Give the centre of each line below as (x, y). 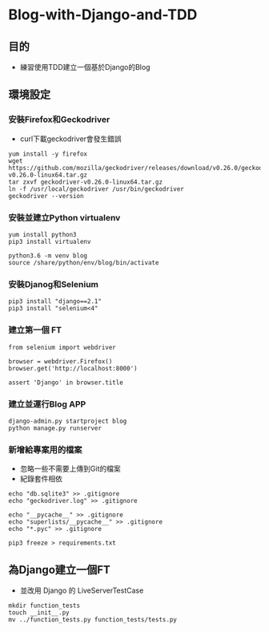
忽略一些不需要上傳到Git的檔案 (70, 469)
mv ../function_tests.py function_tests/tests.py (93, 619)
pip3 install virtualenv (50, 241)
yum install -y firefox (48, 154)
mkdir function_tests (44, 606)
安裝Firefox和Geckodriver (59, 120)
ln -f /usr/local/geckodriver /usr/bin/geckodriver (96, 189)
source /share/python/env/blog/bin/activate (84, 262)
